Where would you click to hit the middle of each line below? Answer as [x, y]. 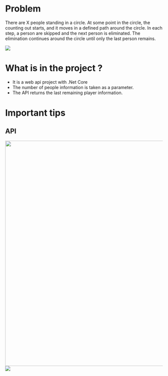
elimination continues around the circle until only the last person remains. [80, 39]
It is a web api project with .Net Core [50, 82]
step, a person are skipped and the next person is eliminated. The [73, 33]
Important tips [35, 113]
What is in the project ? [54, 68]
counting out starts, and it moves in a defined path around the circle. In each [84, 28]
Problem [23, 9]
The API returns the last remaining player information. [67, 93]
